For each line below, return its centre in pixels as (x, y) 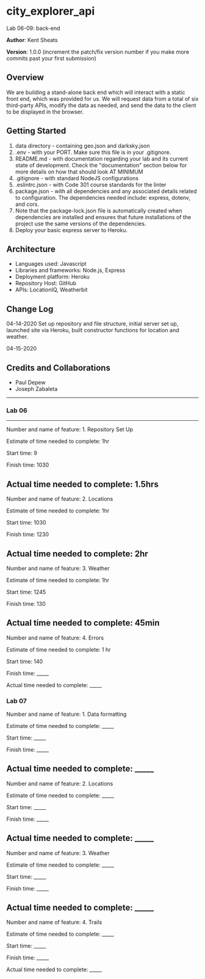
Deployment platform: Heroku (52, 277)
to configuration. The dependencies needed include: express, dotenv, (103, 197)
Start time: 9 (22, 453)
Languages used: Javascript (51, 264)
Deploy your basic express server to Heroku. (71, 230)
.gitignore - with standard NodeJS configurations (77, 178)
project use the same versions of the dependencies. (81, 224)
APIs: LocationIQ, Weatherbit (51, 290)
